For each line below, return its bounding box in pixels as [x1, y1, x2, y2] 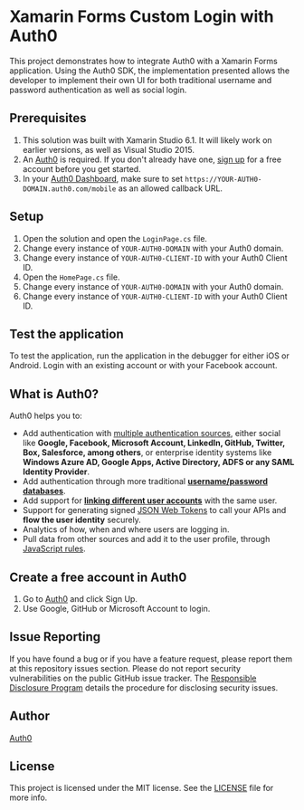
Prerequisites [9, 110, 87, 126]
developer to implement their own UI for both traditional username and [9, 74, 272, 85]
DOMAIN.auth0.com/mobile [22, 184, 117, 194]
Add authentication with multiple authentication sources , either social [22, 428, 281, 439]
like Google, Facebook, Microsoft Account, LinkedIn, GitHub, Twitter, [22, 437, 286, 449]
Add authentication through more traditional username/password [22, 476, 269, 487]
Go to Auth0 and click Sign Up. [22, 594, 138, 604]
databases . [22, 486, 66, 497]
